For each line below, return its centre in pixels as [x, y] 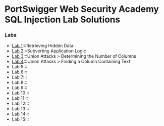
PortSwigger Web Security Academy [82, 9]
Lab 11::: [20, 98]
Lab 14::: [20, 114]
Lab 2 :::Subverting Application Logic [49, 51]
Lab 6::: [20, 72]
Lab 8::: [20, 83]
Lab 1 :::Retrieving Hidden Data [43, 46]
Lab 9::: [20, 88]
